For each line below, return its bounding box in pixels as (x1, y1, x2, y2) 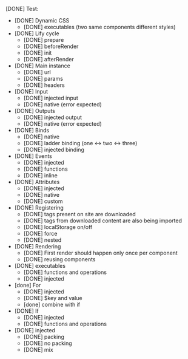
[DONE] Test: (5, 5, 39, 12)
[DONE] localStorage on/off (23, 224, 93, 230)
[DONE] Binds (14, 127, 50, 134)
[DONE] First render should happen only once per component (23, 249, 178, 256)
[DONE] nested (23, 236, 62, 244)
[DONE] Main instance (14, 62, 70, 69)
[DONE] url (23, 69, 51, 75)
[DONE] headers (23, 81, 65, 89)
